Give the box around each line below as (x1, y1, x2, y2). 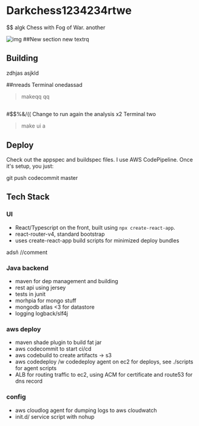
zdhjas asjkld (6, 69, 39, 77)
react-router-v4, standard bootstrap (15, 230, 105, 238)
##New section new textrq (23, 35, 89, 43)
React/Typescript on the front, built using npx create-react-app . (15, 224, 175, 231)
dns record (15, 377, 43, 385)
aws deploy (6, 325, 41, 333)
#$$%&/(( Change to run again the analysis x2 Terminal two (6, 111, 157, 118)
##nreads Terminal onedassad (6, 81, 83, 88)
